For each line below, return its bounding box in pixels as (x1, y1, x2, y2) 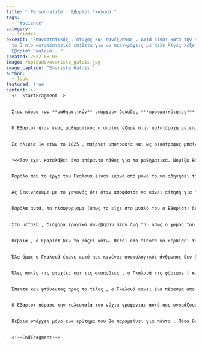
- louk (11, 76, 28, 82)
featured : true (6, 82, 44, 88)
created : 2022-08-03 (6, 54, 58, 60)
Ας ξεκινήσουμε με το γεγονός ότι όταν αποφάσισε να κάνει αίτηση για (11, 189, 192, 195)
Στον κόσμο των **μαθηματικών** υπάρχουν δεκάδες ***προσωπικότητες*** (11, 109, 195, 115)
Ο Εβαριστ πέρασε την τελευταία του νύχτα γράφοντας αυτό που (11, 302, 171, 309)
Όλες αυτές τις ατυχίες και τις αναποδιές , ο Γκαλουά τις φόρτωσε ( (11, 270, 189, 276)
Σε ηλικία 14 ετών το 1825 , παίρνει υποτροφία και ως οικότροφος (11, 141, 182, 147)
